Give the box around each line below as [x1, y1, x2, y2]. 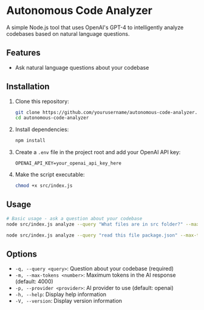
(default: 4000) [15, 278, 53, 285]
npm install [15, 138, 46, 144]
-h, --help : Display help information [15, 291, 107, 298]
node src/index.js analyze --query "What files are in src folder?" [6, 221, 183, 227]
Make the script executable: [15, 171, 85, 178]
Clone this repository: [15, 98, 69, 105]
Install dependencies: [15, 126, 69, 133]
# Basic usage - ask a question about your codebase [6, 215, 143, 221]
